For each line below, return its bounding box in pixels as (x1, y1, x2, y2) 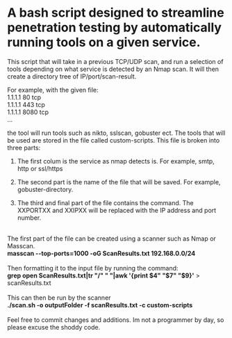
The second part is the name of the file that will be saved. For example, (17, 177, 221, 186)
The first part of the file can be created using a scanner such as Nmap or (7, 234, 217, 243)
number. (17, 214, 42, 222)
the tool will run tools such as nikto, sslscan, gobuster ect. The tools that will (7, 129, 226, 137)
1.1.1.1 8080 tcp (7, 108, 49, 116)
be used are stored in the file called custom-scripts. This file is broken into (7, 136, 220, 144)
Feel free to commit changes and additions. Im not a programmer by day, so (7, 315, 224, 324)
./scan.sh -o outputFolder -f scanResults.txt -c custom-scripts (7, 300, 193, 309)
